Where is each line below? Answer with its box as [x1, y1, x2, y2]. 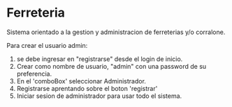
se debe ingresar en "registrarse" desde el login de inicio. [16, 54, 183, 63]
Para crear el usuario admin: [6, 41, 88, 49]
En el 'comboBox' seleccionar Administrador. [16, 76, 146, 85]
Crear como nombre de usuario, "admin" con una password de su [16, 62, 207, 70]
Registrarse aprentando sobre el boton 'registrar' [16, 84, 158, 92]
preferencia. [16, 69, 52, 78]
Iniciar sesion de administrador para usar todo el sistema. [16, 92, 182, 100]
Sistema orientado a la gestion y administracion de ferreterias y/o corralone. [6, 28, 226, 36]
